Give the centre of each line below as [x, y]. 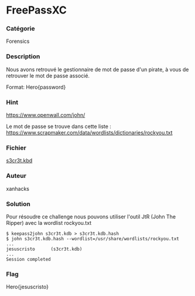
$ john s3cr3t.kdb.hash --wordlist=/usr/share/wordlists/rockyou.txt [93, 238]
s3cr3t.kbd [19, 161]
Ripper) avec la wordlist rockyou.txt [49, 223]
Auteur [16, 176]
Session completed [28, 259]
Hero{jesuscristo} [27, 287]
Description [23, 56]
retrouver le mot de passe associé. [48, 75]
